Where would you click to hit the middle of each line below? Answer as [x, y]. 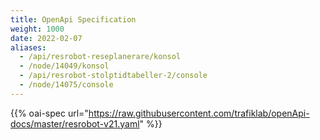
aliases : [28, 47]
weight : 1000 [37, 29]
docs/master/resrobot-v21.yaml [75, 123]
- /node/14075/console [66, 85]
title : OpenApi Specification [73, 19]
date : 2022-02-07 [46, 38]
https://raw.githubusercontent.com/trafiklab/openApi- [199, 113]
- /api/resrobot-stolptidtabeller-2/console [113, 76]
